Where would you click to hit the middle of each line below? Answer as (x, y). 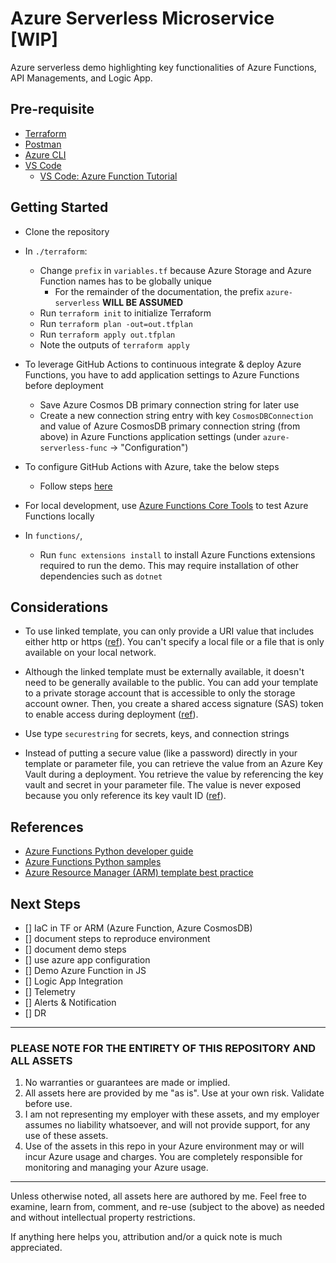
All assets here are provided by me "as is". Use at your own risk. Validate (174, 1093)
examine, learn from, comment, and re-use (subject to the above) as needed (167, 1207)
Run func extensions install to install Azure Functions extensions (177, 554)
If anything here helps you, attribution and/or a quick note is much (146, 1237)
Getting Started (59, 207)
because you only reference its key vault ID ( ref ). (125, 796)
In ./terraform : (56, 251)
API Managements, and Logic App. (81, 78)
